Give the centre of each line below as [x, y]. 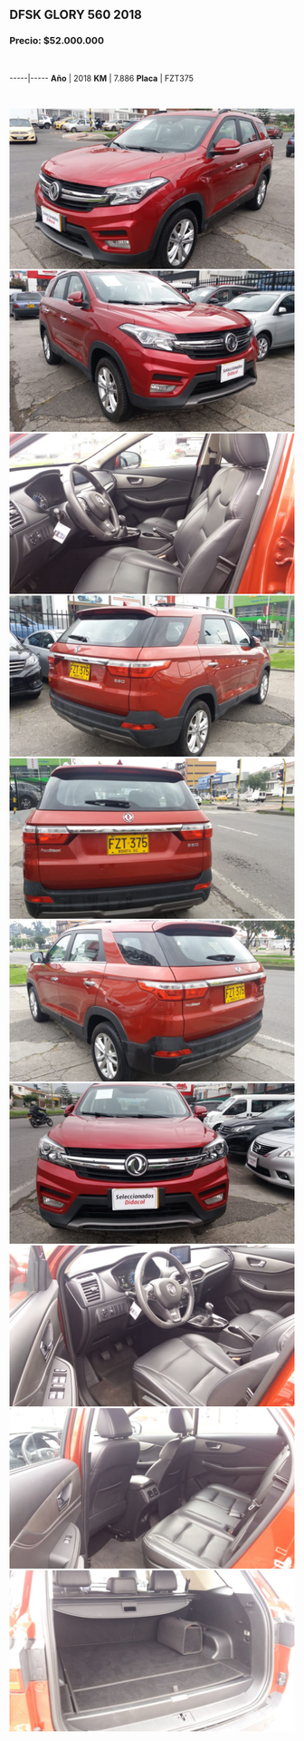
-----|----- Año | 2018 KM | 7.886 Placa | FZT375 [102, 78]
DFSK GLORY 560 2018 [76, 15]
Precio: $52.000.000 [57, 41]
